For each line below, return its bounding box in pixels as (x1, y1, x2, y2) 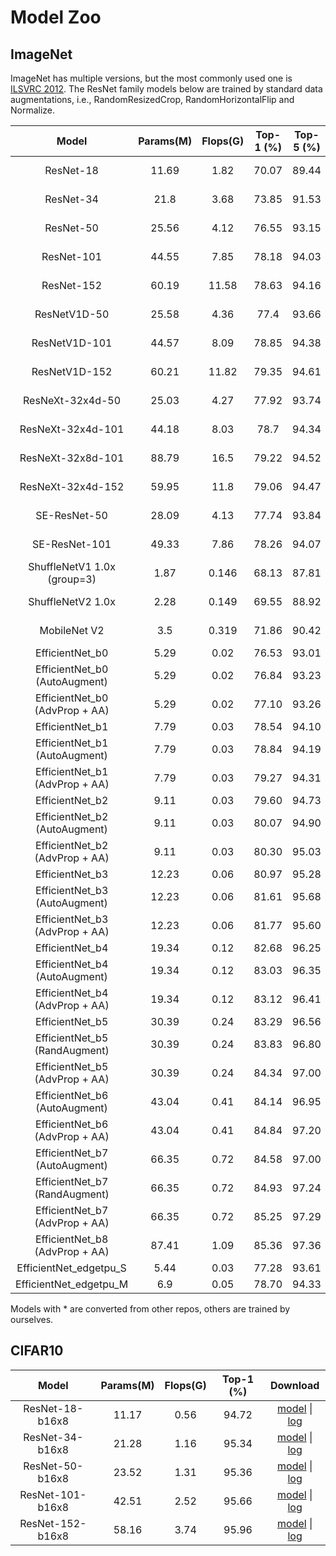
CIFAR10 (10, 1342, 64, 1360)
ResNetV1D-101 (31, 336, 113, 350)
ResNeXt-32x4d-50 (23, 394, 122, 407)
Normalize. (10, 104, 56, 116)
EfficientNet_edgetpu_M (15, 1277, 129, 1291)
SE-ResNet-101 (31, 537, 112, 551)
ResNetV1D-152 (31, 365, 113, 378)
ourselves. (10, 1314, 54, 1325)
